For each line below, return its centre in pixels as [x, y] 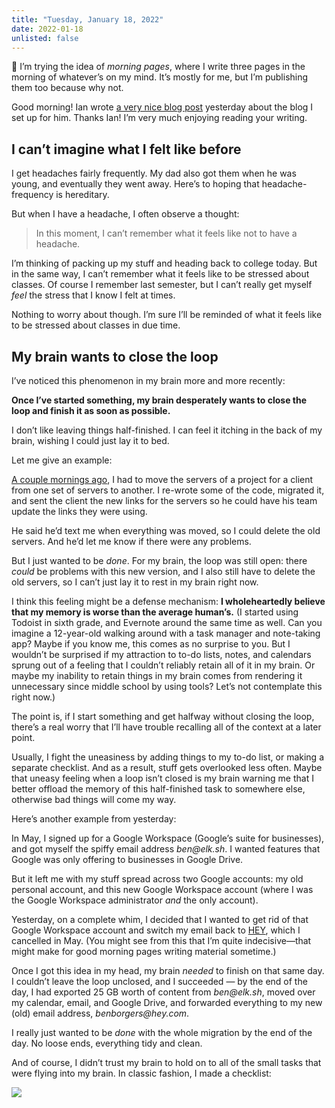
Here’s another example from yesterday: [94, 819]
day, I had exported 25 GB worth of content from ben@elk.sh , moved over [163, 992]
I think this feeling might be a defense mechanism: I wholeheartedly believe [168, 601]
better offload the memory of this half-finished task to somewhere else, [158, 789]
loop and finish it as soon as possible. [91, 410]
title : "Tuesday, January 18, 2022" [87, 19]
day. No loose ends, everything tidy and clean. [107, 1043]
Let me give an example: [62, 460]
